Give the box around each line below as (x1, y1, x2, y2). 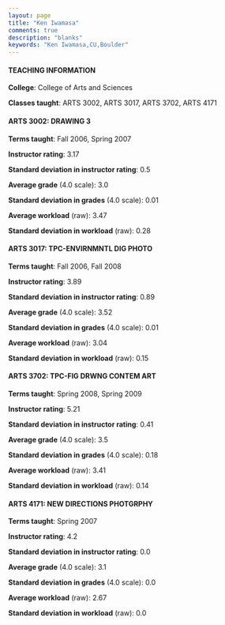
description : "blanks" (8, 33, 83, 42)
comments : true (8, 26, 58, 34)
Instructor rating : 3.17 (8, 149, 80, 159)
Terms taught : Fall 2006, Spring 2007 (8, 134, 132, 143)
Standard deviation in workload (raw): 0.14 (8, 480, 149, 490)
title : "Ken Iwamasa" (8, 19, 80, 27)
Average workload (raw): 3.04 (8, 337, 108, 348)
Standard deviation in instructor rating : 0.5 (8, 164, 151, 174)
